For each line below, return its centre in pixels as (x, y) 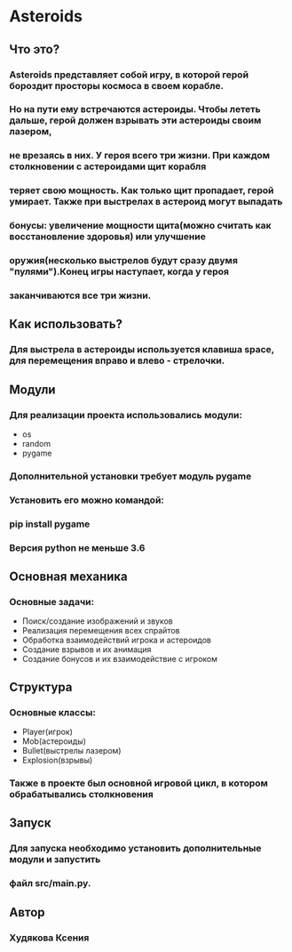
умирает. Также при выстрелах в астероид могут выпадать (146, 202)
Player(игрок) (47, 732)
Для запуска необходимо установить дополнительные (135, 849)
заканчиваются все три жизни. (80, 295)
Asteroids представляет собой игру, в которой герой (129, 75)
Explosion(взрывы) (57, 760)
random (36, 444)
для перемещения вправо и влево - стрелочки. (117, 360)
